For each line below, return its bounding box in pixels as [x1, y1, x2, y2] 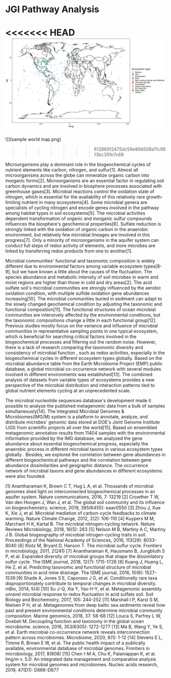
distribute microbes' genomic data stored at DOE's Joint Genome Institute [5, 419, 160, 425]
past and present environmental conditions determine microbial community [5, 607, 163, 613]
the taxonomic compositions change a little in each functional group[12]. [5, 317, 157, 323]
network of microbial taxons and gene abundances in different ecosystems [5, 467, 163, 474]
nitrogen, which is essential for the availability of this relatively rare [5, 193, 145, 200]
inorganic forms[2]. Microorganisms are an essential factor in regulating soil [5, 177, 164, 184]
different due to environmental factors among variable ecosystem [5, 263, 142, 269]
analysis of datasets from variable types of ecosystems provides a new [5, 377, 155, 383]
